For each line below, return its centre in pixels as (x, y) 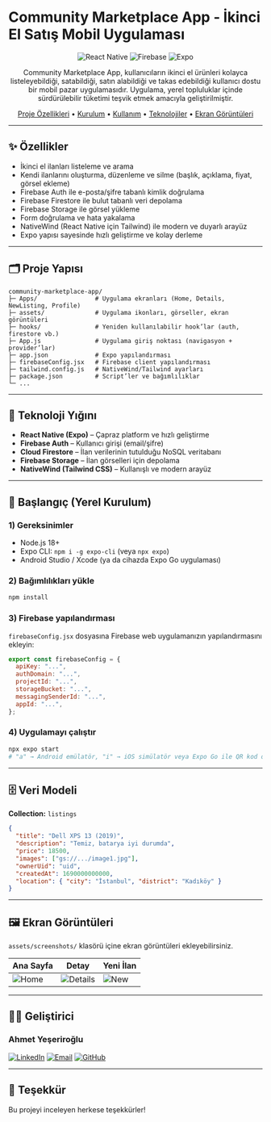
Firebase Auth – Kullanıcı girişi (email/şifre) (92, 443)
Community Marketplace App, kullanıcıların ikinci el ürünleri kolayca (135, 72)
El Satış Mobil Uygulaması (97, 34)
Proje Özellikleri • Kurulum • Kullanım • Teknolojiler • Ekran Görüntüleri (135, 114)
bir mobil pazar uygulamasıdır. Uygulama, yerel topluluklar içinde (135, 90)
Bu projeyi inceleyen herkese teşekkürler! (77, 1109)
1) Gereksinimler (41, 525)
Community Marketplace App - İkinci (134, 17)
